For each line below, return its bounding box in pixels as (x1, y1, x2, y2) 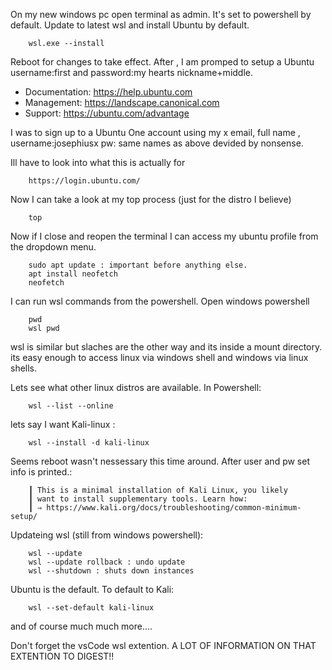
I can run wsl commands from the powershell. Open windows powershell (10, 295, 310, 307)
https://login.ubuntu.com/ (28, 176, 141, 186)
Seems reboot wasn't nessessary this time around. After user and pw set (10, 455, 310, 467)
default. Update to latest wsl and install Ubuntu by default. (10, 19, 250, 31)
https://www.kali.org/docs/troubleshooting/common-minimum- (46, 503, 302, 513)
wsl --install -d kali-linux (28, 438, 150, 448)
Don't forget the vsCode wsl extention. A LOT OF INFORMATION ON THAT (10, 640, 317, 651)
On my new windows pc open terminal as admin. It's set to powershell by (10, 9, 312, 20)
